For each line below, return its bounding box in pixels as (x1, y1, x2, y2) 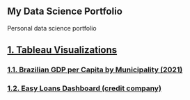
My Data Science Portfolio (7, 6, 123, 17)
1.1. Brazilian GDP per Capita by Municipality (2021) (7, 65, 183, 75)
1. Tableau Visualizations (7, 44, 118, 56)
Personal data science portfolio (7, 24, 97, 32)
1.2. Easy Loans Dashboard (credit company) (7, 83, 162, 93)
